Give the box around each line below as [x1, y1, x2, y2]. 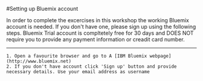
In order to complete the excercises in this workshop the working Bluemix [6, 17, 189, 23]
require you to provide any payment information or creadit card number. [6, 36, 185, 43]
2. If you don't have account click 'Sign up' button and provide [6, 64, 177, 70]
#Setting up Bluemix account [6, 5, 79, 12]
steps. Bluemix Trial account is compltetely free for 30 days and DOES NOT [6, 29, 195, 37]
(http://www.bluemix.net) [6, 58, 71, 64]
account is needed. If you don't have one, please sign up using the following [6, 23, 196, 30]
